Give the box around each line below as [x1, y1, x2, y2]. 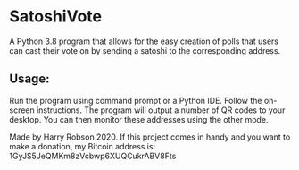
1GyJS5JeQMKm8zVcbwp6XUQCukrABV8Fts [9, 150, 177, 161]
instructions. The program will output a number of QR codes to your [36, 105, 286, 115]
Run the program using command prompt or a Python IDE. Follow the [9, 95, 262, 106]
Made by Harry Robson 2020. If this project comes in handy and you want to [9, 132, 291, 142]
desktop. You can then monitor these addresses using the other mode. [9, 114, 269, 124]
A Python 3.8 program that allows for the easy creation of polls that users [9, 36, 279, 47]
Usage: [9, 72, 51, 87]
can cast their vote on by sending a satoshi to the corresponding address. [9, 45, 281, 55]
